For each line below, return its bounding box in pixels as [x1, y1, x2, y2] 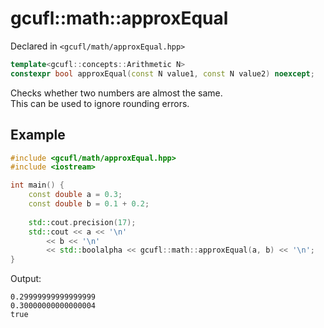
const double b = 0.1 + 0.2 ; [28, 199, 150, 209]
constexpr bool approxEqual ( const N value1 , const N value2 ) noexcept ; [10, 68, 315, 79]
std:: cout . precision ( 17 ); [28, 217, 137, 227]
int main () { [10, 180, 65, 191]
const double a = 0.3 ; [28, 190, 123, 200]
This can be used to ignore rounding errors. [10, 97, 190, 109]
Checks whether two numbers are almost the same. [10, 87, 223, 99]
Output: [10, 273, 42, 285]
